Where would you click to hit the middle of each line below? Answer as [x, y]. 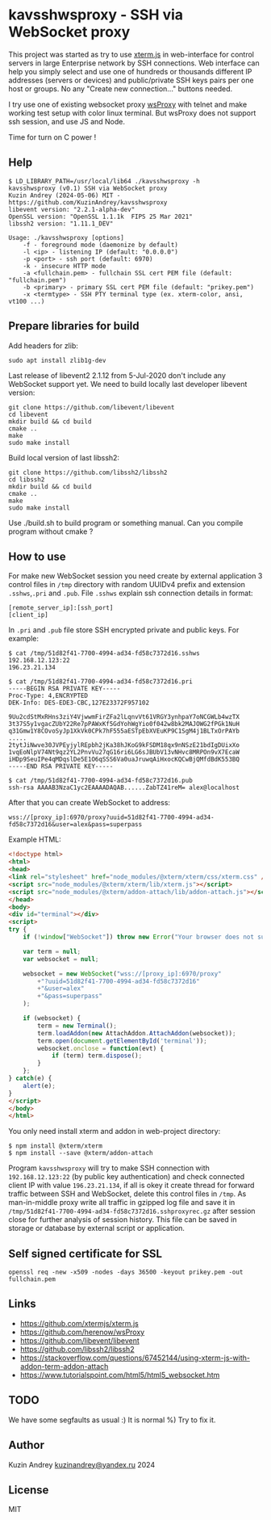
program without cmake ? [51, 531]
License [29, 1490]
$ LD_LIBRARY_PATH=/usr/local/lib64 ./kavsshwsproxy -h [104, 181]
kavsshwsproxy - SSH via [96, 15]
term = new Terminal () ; [77, 1026]
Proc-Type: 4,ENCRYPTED [48, 696]
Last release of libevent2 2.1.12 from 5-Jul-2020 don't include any [117, 375]
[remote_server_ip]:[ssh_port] [61, 608]
